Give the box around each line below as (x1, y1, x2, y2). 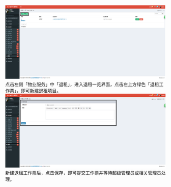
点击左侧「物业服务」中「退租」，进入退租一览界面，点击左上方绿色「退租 (5, 82, 159, 87)
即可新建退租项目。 (20, 88, 61, 94)
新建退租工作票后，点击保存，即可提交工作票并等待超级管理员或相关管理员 (5, 170, 161, 176)
